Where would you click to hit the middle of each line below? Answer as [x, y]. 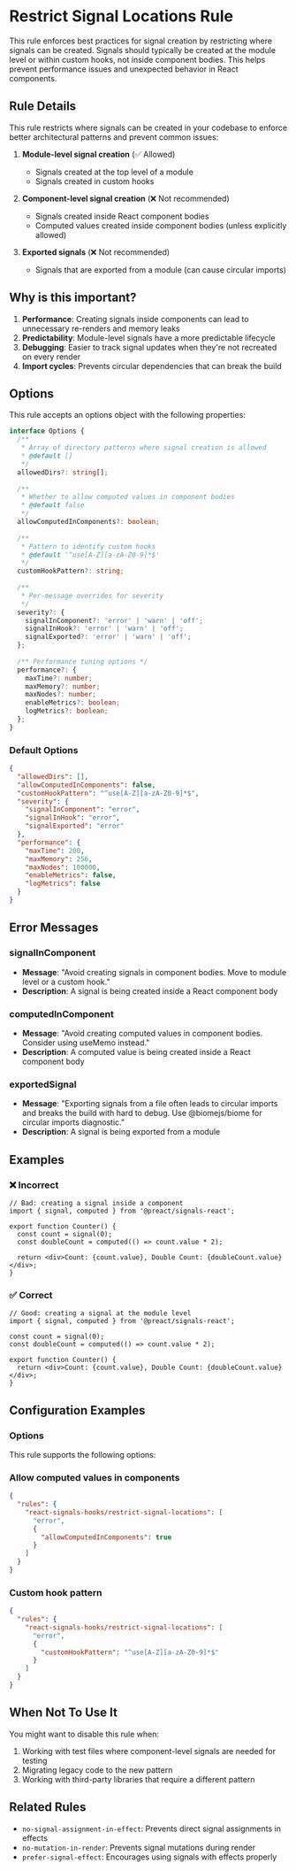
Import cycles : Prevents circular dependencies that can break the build [152, 366]
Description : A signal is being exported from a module [121, 1132]
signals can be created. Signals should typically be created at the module [143, 50]
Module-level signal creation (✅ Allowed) [99, 154]
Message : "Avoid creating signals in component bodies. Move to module [154, 972]
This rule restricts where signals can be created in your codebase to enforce [148, 127]
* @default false [53, 505]
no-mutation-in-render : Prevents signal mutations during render [139, 1847]
